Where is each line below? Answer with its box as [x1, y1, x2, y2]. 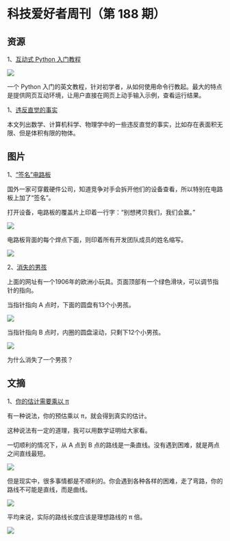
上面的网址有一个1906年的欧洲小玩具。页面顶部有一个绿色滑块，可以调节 [7, 277, 213, 285]
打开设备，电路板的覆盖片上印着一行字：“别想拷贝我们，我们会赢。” [7, 208, 196, 216]
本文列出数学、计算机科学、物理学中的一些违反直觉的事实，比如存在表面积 [7, 121, 217, 128]
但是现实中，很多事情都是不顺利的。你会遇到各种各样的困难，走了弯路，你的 [7, 477, 223, 485]
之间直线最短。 [7, 449, 49, 457]
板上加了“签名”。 [7, 193, 55, 202]
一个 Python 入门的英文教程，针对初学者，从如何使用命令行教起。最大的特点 [7, 83, 222, 91]
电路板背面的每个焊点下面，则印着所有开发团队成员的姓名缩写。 [7, 235, 187, 243]
